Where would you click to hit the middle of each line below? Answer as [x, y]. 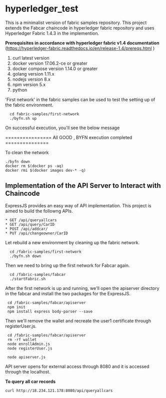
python [20, 90]
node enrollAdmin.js [29, 344]
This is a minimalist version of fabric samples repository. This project [76, 23]
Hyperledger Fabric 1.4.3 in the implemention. [52, 33]
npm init [16, 307]
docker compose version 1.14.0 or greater [55, 69]
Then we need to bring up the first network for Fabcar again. [67, 265]
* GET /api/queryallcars [31, 220]
